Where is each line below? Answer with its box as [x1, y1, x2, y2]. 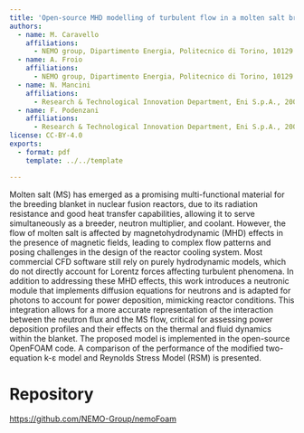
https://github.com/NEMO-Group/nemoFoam [9, 413, 176, 425]
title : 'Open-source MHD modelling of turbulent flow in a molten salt [9, 13, 285, 23]
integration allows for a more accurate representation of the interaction [9, 304, 274, 315]
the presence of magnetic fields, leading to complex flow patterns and [9, 237, 271, 248]
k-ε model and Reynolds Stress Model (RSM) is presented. [43, 352, 262, 362]
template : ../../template [25, 155, 124, 165]
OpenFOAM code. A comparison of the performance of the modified [9, 343, 264, 353]
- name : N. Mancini [17, 80, 91, 89]
